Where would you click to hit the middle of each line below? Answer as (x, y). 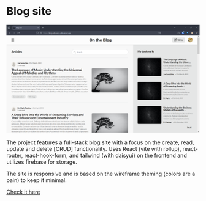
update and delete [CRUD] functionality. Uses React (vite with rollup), (94, 149)
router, (15, 155)
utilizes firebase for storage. (42, 162)
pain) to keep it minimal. (37, 180)
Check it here (23, 192)
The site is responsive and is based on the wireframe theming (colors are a (101, 174)
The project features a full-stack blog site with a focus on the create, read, (100, 142)
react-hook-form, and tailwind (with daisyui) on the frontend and (105, 155)
